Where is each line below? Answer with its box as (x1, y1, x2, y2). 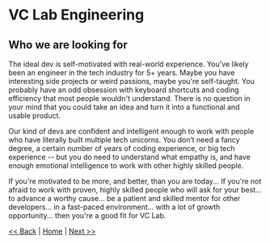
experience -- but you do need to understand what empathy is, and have (8, 152, 251, 162)
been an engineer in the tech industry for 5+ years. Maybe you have (8, 68, 235, 78)
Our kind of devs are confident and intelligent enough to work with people (8, 127, 255, 136)
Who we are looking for (8, 38, 128, 52)
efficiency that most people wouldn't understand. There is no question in (8, 94, 251, 103)
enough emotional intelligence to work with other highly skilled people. (8, 161, 244, 170)
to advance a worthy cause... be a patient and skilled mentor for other (8, 194, 241, 203)
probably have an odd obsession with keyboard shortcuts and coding (8, 85, 240, 95)
